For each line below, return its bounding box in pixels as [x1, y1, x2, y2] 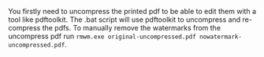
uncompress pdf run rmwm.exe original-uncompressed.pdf [8, 31, 197, 41]
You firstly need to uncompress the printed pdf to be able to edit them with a [8, 7, 257, 16]
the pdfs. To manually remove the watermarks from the [42, 23, 221, 32]
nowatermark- [199, 33, 243, 41]
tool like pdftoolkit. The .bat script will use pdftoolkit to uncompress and [8, 15, 241, 24]
